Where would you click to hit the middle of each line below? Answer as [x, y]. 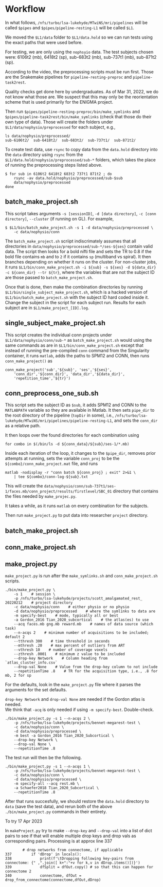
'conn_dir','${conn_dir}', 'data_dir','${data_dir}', [69, 374]
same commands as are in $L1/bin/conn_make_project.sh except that [74, 345]
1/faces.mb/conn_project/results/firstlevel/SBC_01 [58, 492]
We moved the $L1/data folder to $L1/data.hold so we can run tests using [79, 37]
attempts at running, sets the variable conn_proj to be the [62, 459]
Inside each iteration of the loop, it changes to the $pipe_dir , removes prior [81, 453]
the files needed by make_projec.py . [41, 496]
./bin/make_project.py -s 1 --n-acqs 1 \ [48, 766]
